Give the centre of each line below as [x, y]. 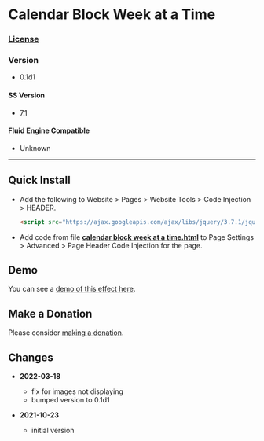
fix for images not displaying [77, 391]
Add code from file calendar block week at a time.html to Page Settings [136, 237]
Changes [31, 357]
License [24, 39]
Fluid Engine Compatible [49, 130]
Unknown [35, 148]
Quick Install [39, 180]
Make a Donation [50, 313]
